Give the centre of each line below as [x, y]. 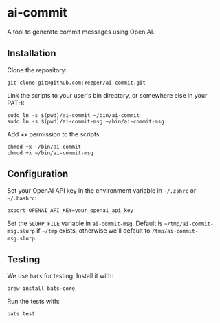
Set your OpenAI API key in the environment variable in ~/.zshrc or [102, 190]
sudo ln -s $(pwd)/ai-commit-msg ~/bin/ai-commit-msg [86, 121]
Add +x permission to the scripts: [54, 134]
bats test [21, 314]
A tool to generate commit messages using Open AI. [81, 32]
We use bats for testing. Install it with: [60, 276]
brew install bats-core [41, 289]
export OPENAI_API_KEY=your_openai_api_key [70, 210]
